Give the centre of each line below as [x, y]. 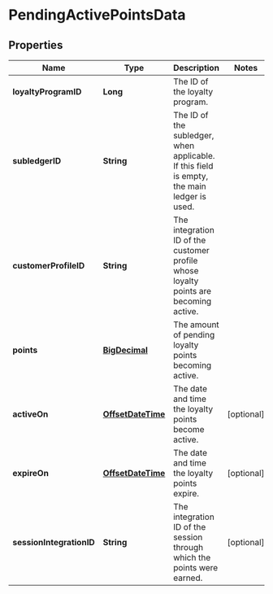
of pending [194, 335]
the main [190, 186]
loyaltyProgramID [47, 92]
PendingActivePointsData [97, 15]
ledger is [190, 197]
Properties [36, 45]
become [189, 429]
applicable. [194, 156]
